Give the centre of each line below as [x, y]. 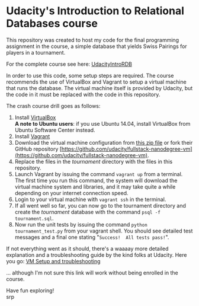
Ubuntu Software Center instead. [55, 130]
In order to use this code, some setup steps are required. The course [90, 75]
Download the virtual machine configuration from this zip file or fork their [104, 142]
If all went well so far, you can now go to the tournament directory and [100, 205]
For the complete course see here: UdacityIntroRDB [69, 64]
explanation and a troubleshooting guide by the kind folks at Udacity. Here [97, 255]
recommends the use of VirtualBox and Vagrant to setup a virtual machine [96, 82]
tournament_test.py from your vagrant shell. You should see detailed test [104, 231]
